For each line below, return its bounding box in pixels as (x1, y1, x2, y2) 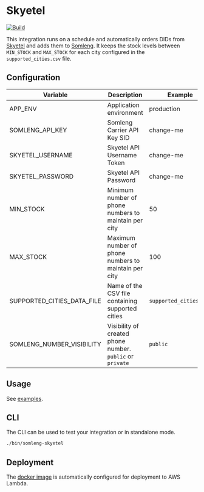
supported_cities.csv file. (6, 55, 72, 62)
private (107, 360, 129, 366)
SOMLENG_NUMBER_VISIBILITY (9, 340, 101, 348)
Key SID (107, 133, 130, 142)
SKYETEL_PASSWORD (9, 172, 74, 180)
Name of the (107, 281, 143, 290)
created (107, 329, 129, 338)
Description (107, 91, 143, 99)
